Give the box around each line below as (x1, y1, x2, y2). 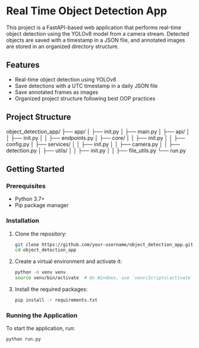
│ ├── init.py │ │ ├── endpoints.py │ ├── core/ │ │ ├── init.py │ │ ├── (6, 134, 185, 141)
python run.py (6, 336, 42, 343)
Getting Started (6, 164, 65, 174)
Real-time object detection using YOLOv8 (14, 76, 117, 83)
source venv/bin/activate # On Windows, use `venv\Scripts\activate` (14, 275, 194, 281)
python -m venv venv (14, 269, 66, 275)
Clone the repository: (14, 230, 67, 237)
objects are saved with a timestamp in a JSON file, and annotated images (6, 36, 185, 43)
